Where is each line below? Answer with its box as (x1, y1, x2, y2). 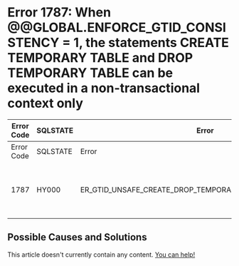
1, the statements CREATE (73, 35, 230, 51)
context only (7, 96, 84, 111)
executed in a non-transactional (7, 80, 201, 96)
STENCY (7, 35, 60, 51)
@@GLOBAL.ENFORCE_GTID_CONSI (7, 19, 226, 36)
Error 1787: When (7, 4, 112, 21)
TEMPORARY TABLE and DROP (7, 50, 193, 66)
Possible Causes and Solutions (7, 231, 147, 243)
